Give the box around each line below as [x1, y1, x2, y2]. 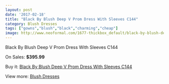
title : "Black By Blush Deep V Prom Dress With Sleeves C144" [5, 16, 138, 21]
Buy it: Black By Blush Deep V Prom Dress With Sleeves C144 [5, 63, 132, 69]
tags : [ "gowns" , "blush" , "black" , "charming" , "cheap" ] [5, 26, 118, 31]
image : [5, 30, 19, 35]
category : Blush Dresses [5, 21, 57, 26]
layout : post [5, 7, 33, 12]
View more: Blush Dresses [5, 73, 60, 79]
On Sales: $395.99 [5, 54, 45, 60]
